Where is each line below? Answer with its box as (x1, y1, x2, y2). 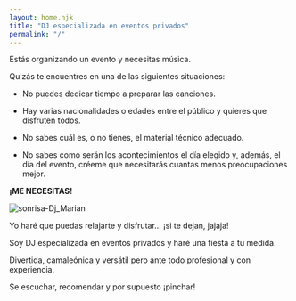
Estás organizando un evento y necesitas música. (9, 54, 192, 65)
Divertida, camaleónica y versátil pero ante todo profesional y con (9, 255, 251, 265)
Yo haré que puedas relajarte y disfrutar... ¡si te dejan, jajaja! (9, 220, 229, 232)
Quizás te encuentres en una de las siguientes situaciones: (9, 71, 226, 82)
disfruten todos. (21, 115, 81, 126)
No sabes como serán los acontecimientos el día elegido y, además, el (21, 150, 281, 160)
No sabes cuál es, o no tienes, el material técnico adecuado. (21, 133, 244, 143)
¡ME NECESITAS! (9, 186, 73, 197)
